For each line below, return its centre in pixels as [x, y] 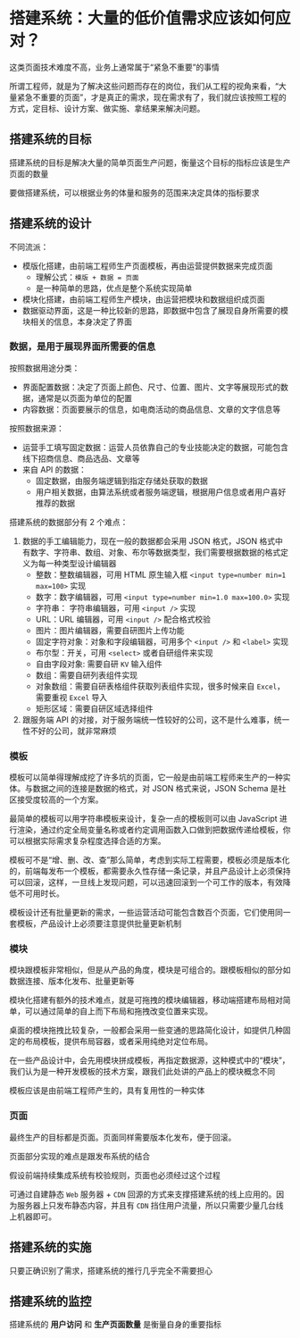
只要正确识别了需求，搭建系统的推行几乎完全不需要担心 [111, 1270]
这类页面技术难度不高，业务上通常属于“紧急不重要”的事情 [115, 67]
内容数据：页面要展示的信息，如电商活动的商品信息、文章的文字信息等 [151, 409]
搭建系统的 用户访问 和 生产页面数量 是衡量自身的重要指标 [115, 1325]
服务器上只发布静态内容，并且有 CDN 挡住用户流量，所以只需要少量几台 [146, 1205]
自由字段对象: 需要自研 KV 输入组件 [99, 664]
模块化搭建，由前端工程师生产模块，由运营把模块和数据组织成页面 [143, 299]
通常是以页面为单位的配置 [85, 397]
